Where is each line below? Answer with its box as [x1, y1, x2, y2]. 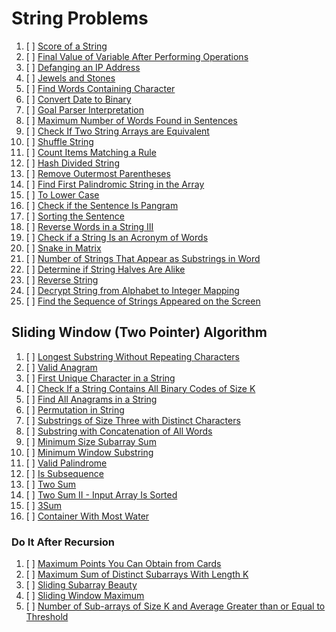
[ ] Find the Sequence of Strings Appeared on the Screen [25, 295, 261, 307]
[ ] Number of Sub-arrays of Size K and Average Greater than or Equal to [25, 600, 326, 612]
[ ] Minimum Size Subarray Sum [25, 435, 157, 447]
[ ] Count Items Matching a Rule [25, 146, 157, 158]
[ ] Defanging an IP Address [25, 61, 141, 73]
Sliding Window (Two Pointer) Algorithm [11, 324, 268, 341]
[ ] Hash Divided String [25, 157, 120, 169]
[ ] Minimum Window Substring [25, 446, 154, 458]
